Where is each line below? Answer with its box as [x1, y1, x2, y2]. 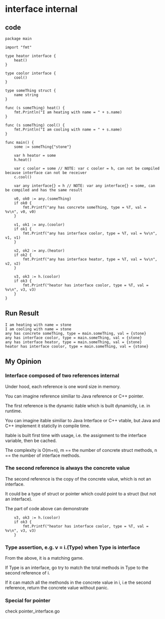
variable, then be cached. [5, 438, 57, 443]
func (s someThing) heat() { [5, 105, 65, 110]
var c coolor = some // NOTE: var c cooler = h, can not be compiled [14, 166, 160, 171]
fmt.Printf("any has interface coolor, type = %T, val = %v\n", [23, 231, 158, 236]
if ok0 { [14, 201, 32, 206]
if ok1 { [14, 226, 32, 231]
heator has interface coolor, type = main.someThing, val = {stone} [5, 344, 149, 349]
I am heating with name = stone [5, 322, 71, 327]
